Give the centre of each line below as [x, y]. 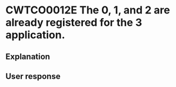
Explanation [28, 56]
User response [33, 76]
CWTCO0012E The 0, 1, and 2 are [88, 10]
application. [35, 35]
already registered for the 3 [74, 22]
